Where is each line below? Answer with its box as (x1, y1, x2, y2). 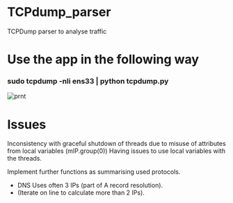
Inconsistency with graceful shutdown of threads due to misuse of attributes (7, 140, 226, 148)
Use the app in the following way (7, 51, 200, 67)
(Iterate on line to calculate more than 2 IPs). (17, 188, 145, 197)
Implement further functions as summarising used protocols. (7, 168, 181, 176)
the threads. (7, 154, 42, 163)
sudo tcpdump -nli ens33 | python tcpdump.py (7, 76, 169, 86)
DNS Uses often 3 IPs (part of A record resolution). (17, 181, 163, 190)
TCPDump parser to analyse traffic (7, 27, 107, 35)
